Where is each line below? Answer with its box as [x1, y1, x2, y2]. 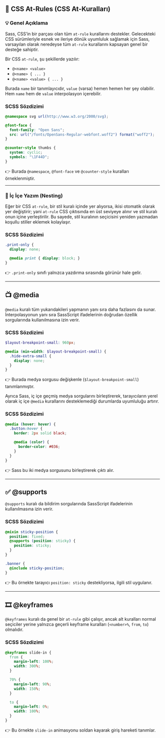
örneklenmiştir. [5, 175, 35, 181]
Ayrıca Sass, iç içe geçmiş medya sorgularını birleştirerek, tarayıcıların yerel [5, 393, 158, 399]
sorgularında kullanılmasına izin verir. [5, 317, 80, 323]
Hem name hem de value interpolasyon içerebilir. [5, 90, 102, 96]
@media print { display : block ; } [9, 256, 80, 261]
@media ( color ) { [14, 440, 50, 445]
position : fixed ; [9, 534, 45, 539]
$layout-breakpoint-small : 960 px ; [5, 340, 76, 345]
